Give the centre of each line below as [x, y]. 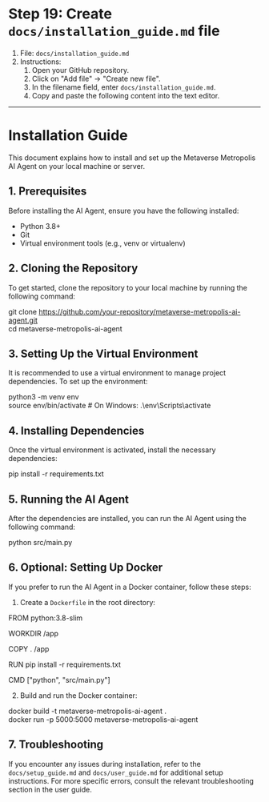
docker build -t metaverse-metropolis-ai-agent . [87, 711]
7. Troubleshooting [56, 745]
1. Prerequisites [48, 192]
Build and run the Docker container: [78, 695]
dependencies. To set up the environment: [78, 382]
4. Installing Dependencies [76, 430]
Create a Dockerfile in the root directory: [88, 602]
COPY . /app [29, 648]
